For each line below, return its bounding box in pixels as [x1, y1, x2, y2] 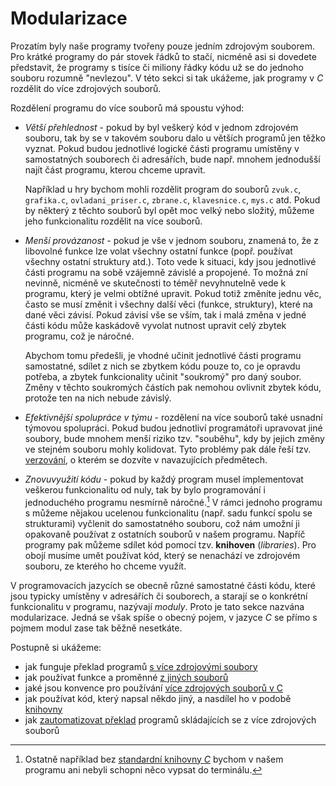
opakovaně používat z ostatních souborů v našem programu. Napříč [24, 528, 306, 540]
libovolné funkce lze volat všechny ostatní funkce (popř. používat [24, 245, 293, 257]
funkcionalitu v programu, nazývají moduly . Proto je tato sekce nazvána [10, 600, 305, 612]
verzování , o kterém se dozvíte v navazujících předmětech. [24, 453, 268, 466]
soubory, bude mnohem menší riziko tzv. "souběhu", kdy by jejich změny [24, 432, 325, 444]
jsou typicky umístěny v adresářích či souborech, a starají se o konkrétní [10, 590, 308, 602]
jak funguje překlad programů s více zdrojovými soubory [24, 660, 258, 672]
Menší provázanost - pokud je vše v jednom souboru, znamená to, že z [24, 234, 319, 246]
